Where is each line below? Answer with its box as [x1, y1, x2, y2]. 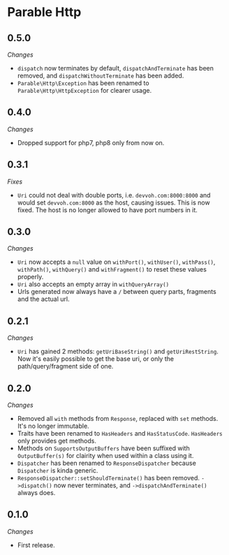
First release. [17, 540, 55, 549]
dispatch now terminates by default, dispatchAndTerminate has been [17, 64, 214, 72]
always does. [17, 489, 56, 497]
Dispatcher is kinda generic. [17, 466, 98, 475]
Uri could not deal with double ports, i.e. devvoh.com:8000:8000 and [17, 191, 211, 199]
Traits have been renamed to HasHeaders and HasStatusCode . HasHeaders [17, 429, 223, 438]
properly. [17, 273, 44, 281]
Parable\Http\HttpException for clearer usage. [17, 87, 152, 94]
